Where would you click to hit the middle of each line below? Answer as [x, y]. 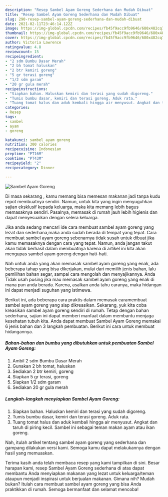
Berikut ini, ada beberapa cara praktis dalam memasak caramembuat [76, 300]
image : [12, 29]
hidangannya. [19, 331]
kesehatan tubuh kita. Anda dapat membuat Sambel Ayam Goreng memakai [83, 321]
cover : [12, 38]
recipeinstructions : [27, 89]
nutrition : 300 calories [31, 145]
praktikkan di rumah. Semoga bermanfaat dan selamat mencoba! [72, 489]
